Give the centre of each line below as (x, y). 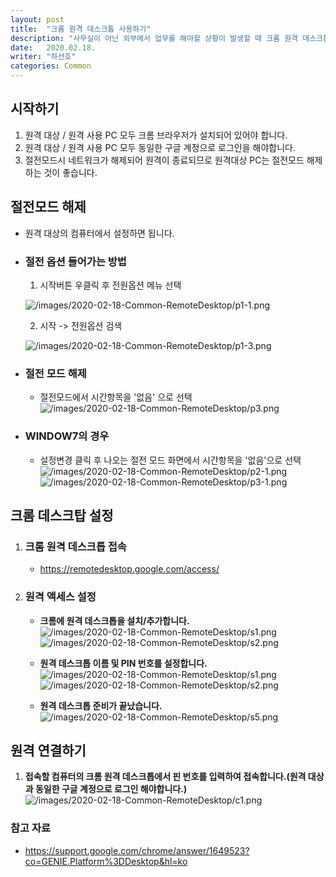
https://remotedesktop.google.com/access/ (129, 569)
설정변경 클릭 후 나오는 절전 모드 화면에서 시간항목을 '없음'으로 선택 (170, 460)
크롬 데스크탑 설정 (62, 515)
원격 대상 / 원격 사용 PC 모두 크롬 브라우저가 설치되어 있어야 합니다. (156, 135)
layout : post (37, 19)
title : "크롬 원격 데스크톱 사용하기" (81, 29)
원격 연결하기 (48, 750)
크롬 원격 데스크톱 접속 (75, 546)
